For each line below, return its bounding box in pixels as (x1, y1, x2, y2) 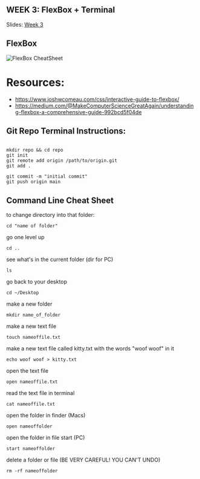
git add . (6, 163, 31, 169)
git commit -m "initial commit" (6, 173, 88, 180)
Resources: (6, 76, 65, 89)
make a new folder (6, 300, 53, 307)
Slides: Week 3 (6, 21, 44, 28)
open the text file (6, 367, 49, 375)
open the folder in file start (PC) (6, 434, 85, 442)
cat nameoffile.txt (6, 401, 56, 407)
